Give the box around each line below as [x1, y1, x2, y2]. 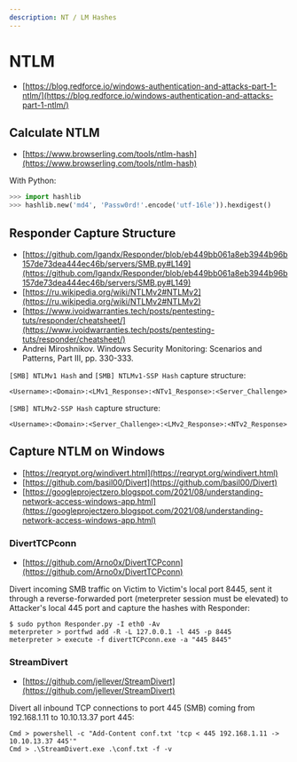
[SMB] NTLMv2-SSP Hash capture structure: [9, 402, 161, 413]
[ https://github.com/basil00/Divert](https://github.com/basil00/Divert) [21, 477, 277, 488]
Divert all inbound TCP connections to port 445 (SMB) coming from [9, 702, 255, 713]
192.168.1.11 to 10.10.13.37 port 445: [9, 712, 135, 723]
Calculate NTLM [9, 125, 100, 140]
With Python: [9, 175, 57, 187]
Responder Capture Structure [9, 226, 176, 241]
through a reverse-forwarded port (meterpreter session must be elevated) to [9, 593, 289, 604]
